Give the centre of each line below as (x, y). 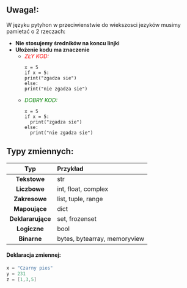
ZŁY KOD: (37, 56)
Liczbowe (30, 189)
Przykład (70, 169)
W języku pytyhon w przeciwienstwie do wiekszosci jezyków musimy (94, 24)
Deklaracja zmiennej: (34, 255)
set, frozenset (77, 218)
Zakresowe (30, 199)
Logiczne (30, 229)
